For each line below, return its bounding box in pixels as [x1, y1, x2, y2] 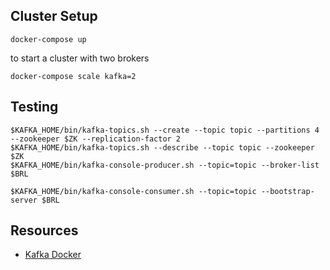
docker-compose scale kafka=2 [10, 71, 137, 81]
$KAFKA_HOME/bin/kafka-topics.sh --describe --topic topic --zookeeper [10, 142, 315, 153]
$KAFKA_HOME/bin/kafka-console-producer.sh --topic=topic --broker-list [10, 160, 320, 170]
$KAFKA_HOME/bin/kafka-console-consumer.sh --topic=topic [10, 186, 257, 196]
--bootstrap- [260, 186, 315, 196]
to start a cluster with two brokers [10, 52, 150, 64]
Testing [10, 99, 59, 116]
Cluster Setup [10, 8, 98, 25]
